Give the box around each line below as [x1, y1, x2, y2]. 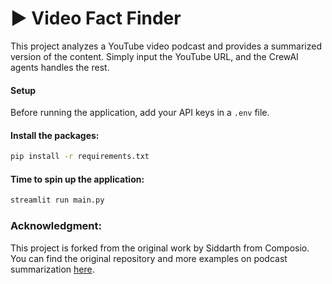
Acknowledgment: [10, 219, 102, 233]
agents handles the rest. [10, 61, 110, 73]
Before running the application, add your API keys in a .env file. [10, 107, 270, 119]
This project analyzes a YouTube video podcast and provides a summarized [10, 40, 322, 52]
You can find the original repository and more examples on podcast [10, 252, 288, 264]
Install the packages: [10, 129, 100, 141]
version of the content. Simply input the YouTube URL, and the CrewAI [10, 50, 299, 62]
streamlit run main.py [10, 195, 105, 206]
